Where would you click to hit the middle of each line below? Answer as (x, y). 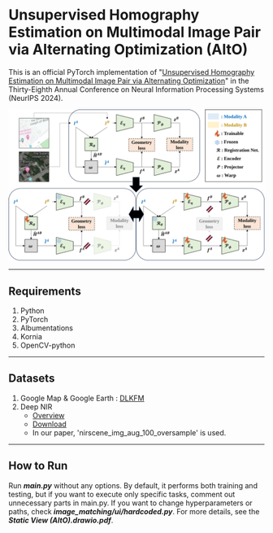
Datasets (32, 379)
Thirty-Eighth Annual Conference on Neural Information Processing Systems (136, 89)
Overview (48, 415)
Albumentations (46, 328)
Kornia (31, 337)
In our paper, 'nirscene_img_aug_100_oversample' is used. (129, 432)
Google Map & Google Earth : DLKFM (82, 398)
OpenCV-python (48, 345)
